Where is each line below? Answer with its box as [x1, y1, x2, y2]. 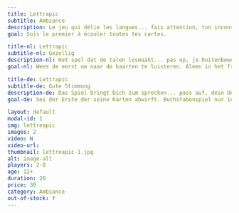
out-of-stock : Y [7, 194, 55, 202]
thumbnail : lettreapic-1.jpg [7, 148, 94, 155]
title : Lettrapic [7, 10, 59, 18]
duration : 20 [7, 175, 46, 182]
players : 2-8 [7, 162, 46, 169]
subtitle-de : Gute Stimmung [7, 83, 91, 90]
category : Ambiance [7, 188, 65, 195]
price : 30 [7, 182, 37, 189]
